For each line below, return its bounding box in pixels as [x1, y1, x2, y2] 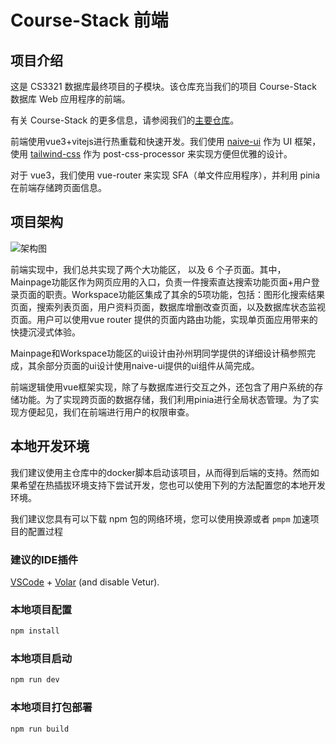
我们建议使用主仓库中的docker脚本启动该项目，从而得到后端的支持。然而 [10, 466, 311, 478]
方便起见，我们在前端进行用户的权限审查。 [18, 406, 195, 418]
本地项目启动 [10, 652, 73, 666]
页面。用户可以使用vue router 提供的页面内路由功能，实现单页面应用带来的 [10, 313, 318, 325]
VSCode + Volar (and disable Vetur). [10, 576, 160, 588]
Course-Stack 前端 [10, 9, 169, 32]
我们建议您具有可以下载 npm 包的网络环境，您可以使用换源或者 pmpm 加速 [10, 512, 311, 525]
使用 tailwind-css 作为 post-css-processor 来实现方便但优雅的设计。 [10, 148, 293, 160]
